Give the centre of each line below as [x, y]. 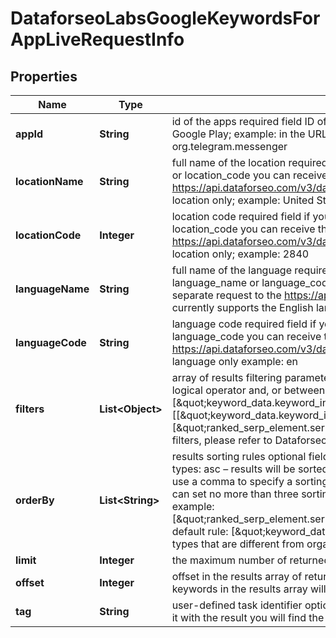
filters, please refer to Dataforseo [249, 440]
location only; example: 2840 [240, 254]
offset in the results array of [237, 576]
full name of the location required [249, 162]
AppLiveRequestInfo [97, 39]
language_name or [215, 282]
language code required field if [244, 324]
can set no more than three [235, 494]
